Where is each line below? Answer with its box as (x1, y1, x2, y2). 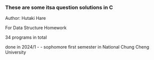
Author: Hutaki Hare (5, 15, 46, 21)
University (5, 49, 26, 56)
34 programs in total (5, 34, 47, 41)
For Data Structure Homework (5, 25, 67, 31)
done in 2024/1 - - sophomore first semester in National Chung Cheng (5, 44, 150, 50)
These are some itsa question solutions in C (5, 4, 113, 11)
